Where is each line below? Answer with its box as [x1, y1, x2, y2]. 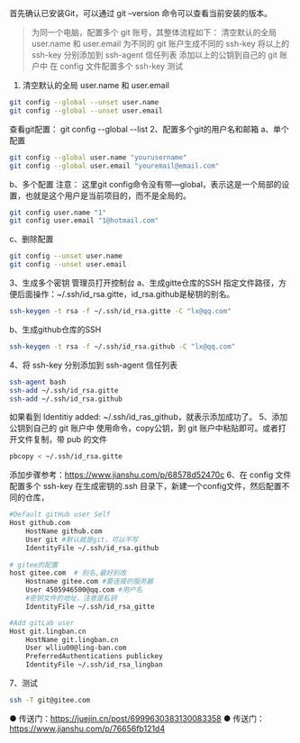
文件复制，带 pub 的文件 [16, 434, 108, 445]
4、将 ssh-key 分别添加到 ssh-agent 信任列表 [9, 359, 178, 370]
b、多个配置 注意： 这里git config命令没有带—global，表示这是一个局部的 [9, 178, 282, 189]
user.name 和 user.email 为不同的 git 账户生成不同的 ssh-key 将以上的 [31, 39, 290, 49]
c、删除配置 [9, 233, 54, 245]
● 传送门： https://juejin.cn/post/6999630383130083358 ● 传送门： [9, 712, 265, 723]
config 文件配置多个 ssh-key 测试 [59, 61, 183, 71]
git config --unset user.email [9, 260, 127, 269]
